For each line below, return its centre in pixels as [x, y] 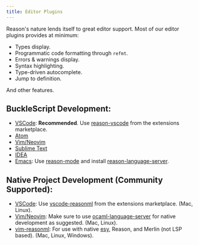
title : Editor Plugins [34, 12]
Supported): [29, 189]
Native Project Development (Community [85, 180]
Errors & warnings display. [47, 59]
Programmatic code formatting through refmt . [71, 53]
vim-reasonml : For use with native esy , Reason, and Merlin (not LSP [99, 229]
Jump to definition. [38, 78]
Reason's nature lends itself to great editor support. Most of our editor [93, 29]
